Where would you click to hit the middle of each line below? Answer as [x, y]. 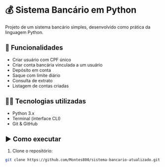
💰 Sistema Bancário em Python [71, 10]
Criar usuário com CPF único [42, 60]
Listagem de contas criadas [41, 86]
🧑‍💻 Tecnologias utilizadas [46, 101]
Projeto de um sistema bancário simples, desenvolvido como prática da [78, 27]
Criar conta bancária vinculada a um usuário [57, 65]
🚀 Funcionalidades [34, 48]
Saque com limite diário [36, 75]
